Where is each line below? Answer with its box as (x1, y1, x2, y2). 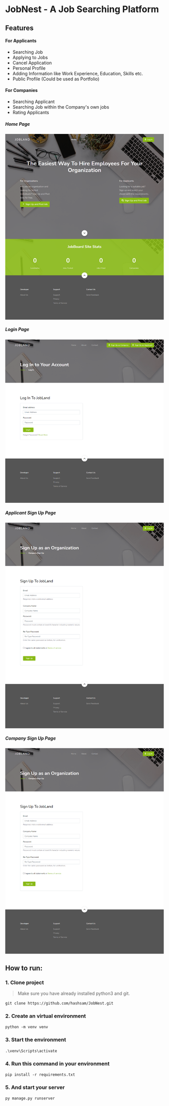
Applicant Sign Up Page (5, 509, 56, 516)
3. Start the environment (5, 1036, 66, 1043)
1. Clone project (5, 979, 44, 986)
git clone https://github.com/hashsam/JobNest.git (5, 1000, 114, 1006)
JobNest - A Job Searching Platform (5, 4, 159, 15)
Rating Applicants (12, 109, 49, 115)
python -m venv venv (5, 1025, 49, 1030)
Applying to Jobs (12, 54, 48, 60)
